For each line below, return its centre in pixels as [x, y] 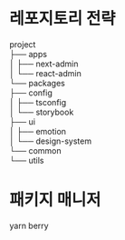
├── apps [29, 54]
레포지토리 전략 [62, 19]
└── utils [27, 160]
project [23, 44]
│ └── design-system [51, 141]
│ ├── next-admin [44, 64]
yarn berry [29, 225]
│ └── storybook [42, 112]
